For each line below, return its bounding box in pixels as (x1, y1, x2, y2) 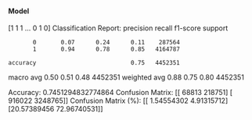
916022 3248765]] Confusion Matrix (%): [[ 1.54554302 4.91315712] (8, 96, 229, 105)
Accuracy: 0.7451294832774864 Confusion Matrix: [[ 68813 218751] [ (8, 88, 233, 97)
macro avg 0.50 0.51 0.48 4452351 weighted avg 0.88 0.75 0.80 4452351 (8, 72, 245, 82)
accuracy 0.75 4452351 (8, 59, 180, 67)
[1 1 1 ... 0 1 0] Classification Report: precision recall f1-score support (8, 23, 229, 33)
